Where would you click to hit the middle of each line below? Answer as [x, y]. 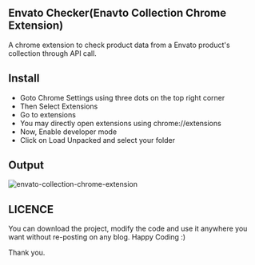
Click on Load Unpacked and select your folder [98, 140]
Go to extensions [48, 114]
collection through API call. [53, 53]
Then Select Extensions [59, 106]
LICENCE [31, 210]
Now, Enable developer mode [68, 132]
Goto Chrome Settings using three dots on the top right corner [122, 97]
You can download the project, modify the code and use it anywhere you [128, 229]
